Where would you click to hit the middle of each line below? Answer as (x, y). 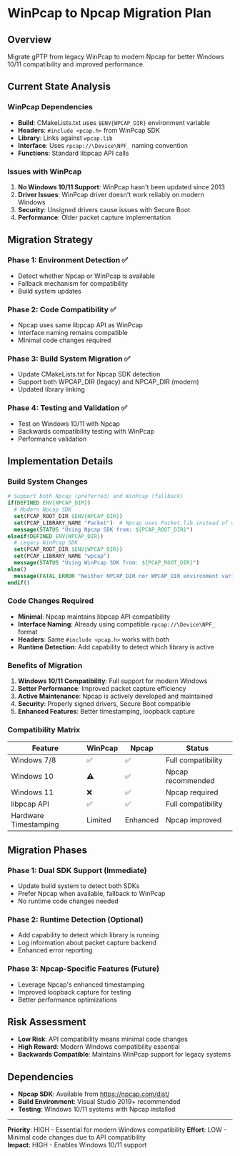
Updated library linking (51, 389)
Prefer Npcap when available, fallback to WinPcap (91, 894)
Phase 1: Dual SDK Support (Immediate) (77, 870)
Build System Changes (47, 482)
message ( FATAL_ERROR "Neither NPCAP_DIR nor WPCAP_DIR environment (116, 576)
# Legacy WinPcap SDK (46, 543)
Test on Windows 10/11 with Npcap (69, 424)
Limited (99, 820)
